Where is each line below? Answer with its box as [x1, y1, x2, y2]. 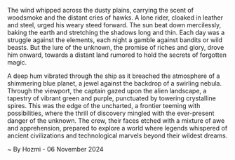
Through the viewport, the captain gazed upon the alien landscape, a [7, 87, 207, 95]
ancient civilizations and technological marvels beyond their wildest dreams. [7, 131, 228, 140]
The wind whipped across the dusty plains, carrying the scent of [7, 6, 194, 14]
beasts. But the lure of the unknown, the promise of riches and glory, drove [7, 44, 224, 51]
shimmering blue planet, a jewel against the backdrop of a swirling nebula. [7, 79, 222, 87]
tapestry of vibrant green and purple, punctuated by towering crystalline [7, 94, 216, 102]
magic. [7, 58, 27, 66]
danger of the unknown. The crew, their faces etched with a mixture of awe [7, 116, 225, 125]
